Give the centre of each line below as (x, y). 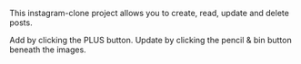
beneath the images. (48, 50)
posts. (21, 23)
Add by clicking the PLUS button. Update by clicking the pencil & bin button (151, 40)
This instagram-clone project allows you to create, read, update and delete (149, 13)
